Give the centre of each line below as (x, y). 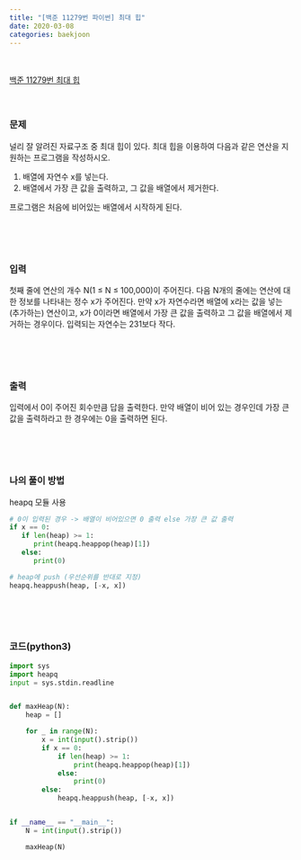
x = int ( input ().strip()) (90, 740)
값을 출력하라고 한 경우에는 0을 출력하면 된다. (89, 418)
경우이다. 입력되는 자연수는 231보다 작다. (104, 324)
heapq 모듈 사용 (38, 502)
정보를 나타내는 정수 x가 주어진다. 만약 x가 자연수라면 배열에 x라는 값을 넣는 (150, 301)
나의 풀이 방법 (37, 480)
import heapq (34, 674)
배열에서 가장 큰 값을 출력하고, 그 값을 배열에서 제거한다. (120, 188)
